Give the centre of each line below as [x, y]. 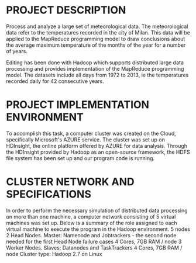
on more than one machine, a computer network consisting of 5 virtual [91, 216]
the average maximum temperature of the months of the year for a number [96, 45]
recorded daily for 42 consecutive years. [55, 81]
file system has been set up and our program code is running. [80, 158]
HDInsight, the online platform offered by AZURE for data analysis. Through [97, 146]
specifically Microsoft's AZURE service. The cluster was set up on [85, 139]
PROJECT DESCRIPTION [66, 10]
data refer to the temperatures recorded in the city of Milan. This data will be [98, 32]
